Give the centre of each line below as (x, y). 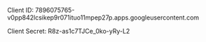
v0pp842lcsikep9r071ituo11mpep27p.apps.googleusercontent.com (103, 17)
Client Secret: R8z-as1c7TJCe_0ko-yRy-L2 (69, 31)
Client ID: (20, 10)
